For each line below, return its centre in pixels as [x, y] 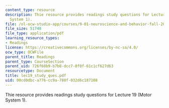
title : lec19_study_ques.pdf [36, 76]
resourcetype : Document [30, 71]
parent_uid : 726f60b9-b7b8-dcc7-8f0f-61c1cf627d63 [59, 66]
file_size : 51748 [23, 29]
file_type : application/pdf [35, 33]
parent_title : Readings [30, 57]
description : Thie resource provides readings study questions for [77, 15]
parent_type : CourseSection [35, 62]
